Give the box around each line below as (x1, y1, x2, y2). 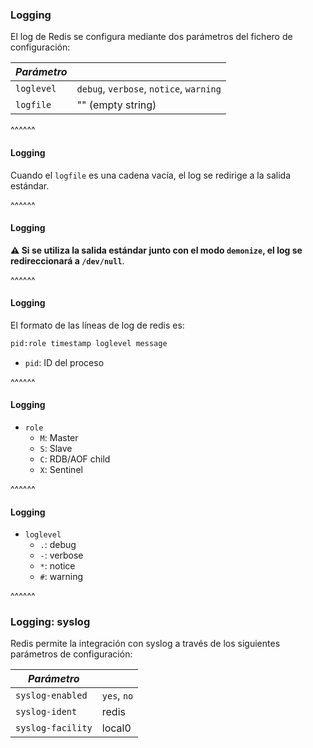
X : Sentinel (39, 463, 83, 475)
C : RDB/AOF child (39, 453, 111, 465)
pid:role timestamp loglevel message (10, 338, 168, 348)
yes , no (101, 689, 134, 703)
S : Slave (39, 442, 73, 454)
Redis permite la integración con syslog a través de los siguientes (10, 638, 281, 650)
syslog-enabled (15, 690, 88, 702)
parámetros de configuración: (10, 648, 133, 660)
